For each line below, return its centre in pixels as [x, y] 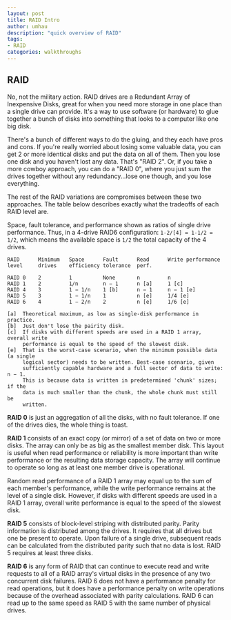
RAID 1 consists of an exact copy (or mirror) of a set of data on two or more [114, 438]
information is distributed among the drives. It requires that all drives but [110, 531]
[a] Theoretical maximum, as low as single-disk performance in [103, 314]
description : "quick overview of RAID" [64, 33]
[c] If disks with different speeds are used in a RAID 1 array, [104, 332]
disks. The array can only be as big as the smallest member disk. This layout [115, 445]
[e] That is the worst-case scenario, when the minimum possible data [112, 350]
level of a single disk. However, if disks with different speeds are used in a [112, 495]
